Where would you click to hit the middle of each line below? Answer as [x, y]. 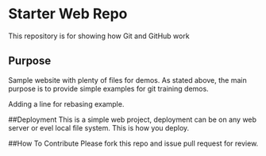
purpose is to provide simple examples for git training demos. [108, 88]
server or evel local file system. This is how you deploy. [99, 127]
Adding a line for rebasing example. [66, 103]
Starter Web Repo [68, 14]
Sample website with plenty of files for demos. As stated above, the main [128, 80]
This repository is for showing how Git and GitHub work [99, 36]
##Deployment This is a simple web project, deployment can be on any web [132, 119]
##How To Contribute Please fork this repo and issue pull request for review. [133, 143]
